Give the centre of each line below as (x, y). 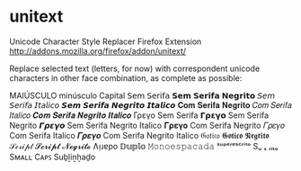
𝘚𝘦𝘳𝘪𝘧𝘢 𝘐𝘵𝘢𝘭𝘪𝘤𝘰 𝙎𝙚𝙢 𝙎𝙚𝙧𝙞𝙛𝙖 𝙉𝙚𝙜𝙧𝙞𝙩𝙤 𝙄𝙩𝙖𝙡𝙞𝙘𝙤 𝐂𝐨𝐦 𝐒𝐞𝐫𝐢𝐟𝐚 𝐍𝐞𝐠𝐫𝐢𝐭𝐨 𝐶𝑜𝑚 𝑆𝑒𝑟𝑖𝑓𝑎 (150, 104)
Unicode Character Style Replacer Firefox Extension (106, 41)
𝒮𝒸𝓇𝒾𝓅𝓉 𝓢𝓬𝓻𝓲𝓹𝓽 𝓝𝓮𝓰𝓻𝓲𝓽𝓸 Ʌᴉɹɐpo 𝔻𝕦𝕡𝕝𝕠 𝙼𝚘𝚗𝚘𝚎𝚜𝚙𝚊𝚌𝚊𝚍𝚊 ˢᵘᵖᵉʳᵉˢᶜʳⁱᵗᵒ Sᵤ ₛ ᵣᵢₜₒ (144, 146)
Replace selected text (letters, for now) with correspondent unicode (135, 68)
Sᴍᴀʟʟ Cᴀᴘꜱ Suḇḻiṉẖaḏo (53, 157)
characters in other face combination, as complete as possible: (126, 77)
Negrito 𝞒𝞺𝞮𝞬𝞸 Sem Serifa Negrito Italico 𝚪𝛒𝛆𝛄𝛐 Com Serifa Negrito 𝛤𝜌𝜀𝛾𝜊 (147, 125)
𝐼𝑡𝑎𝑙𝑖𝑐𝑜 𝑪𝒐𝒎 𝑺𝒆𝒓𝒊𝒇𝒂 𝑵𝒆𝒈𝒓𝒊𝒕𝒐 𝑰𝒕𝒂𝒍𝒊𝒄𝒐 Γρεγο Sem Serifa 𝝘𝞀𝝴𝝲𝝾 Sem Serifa (139, 115)
